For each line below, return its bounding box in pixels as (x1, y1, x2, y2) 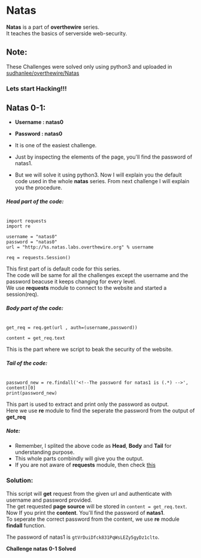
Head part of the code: (6, 198, 64, 205)
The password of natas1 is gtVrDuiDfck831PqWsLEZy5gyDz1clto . (6, 533, 160, 541)
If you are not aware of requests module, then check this (14, 462, 156, 469)
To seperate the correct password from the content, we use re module (6, 515, 179, 523)
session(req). (6, 291, 39, 298)
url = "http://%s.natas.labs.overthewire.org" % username (6, 244, 154, 250)
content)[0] (6, 385, 36, 391)
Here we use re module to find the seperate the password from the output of (6, 407, 195, 414)
